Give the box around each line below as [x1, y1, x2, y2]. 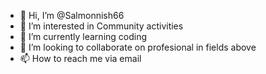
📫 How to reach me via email [19, 53, 142, 64]
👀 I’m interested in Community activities [19, 20, 184, 32]
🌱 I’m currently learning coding [19, 31, 148, 42]
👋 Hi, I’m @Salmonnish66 [19, 10, 125, 21]
